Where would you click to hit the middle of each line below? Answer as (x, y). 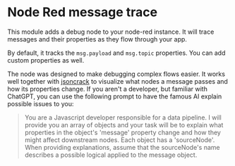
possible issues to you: (41, 103)
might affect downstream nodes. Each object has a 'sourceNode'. (120, 140)
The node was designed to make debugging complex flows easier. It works (116, 74)
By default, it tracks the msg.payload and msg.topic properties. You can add (116, 53)
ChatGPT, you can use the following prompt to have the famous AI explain (115, 96)
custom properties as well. (46, 60)
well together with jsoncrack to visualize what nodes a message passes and (117, 81)
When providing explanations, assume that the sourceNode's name (122, 147)
